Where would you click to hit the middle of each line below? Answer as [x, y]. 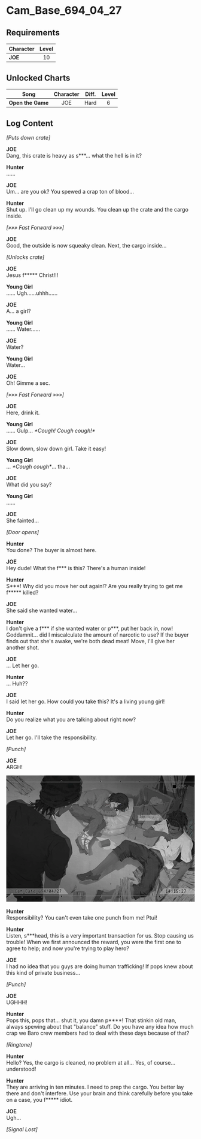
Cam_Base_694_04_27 [64, 10]
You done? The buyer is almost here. [51, 550]
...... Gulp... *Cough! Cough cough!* [51, 431]
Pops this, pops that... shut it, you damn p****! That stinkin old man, [91, 1020]
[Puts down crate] [28, 138]
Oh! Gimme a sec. [28, 383]
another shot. [23, 647]
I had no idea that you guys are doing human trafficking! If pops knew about [100, 966]
